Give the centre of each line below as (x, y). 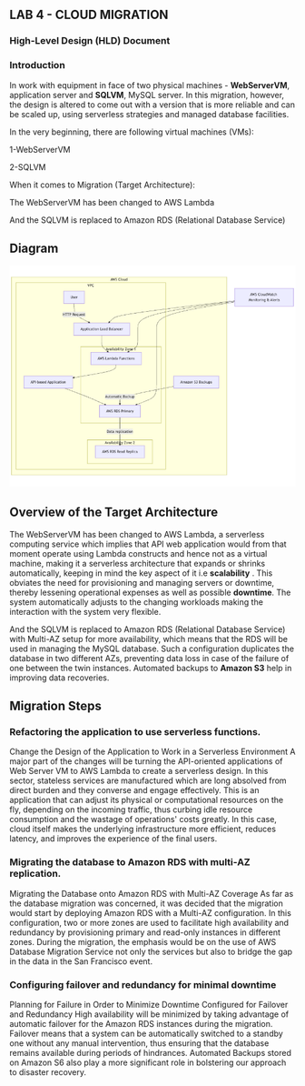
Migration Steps (56, 706)
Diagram (34, 248)
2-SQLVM (28, 166)
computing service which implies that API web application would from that (148, 544)
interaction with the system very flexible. (85, 611)
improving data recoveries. (59, 678)
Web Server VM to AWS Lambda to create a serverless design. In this (139, 771)
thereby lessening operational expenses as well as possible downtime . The (150, 592)
